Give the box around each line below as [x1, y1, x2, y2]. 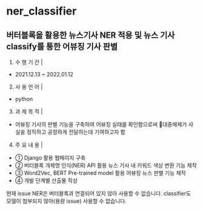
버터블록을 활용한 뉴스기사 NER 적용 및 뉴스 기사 [6, 30, 175, 40]
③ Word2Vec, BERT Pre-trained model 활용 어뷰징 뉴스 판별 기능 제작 [15, 169, 186, 177]
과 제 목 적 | [15, 108, 43, 115]
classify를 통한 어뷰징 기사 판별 [6, 41, 118, 52]
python [15, 95, 33, 103]
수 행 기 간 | [15, 59, 43, 66]
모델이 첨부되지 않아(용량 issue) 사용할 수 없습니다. [6, 197, 127, 205]
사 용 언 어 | [15, 83, 43, 90]
